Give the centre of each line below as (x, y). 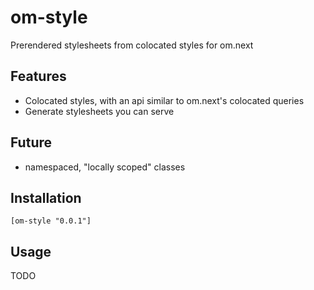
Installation (46, 197)
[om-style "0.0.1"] (51, 221)
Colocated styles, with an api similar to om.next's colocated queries (164, 100)
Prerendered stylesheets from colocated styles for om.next (132, 45)
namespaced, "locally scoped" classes (105, 167)
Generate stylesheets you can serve (99, 111)
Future (31, 142)
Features (38, 76)
